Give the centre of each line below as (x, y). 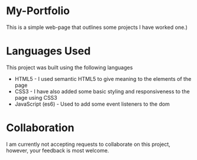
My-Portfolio (38, 11)
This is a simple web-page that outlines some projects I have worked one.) (97, 27)
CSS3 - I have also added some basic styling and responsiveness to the (102, 91)
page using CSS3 (36, 97)
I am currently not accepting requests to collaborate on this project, (88, 144)
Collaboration (40, 128)
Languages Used (49, 51)
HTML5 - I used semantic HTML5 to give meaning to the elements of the (103, 79)
